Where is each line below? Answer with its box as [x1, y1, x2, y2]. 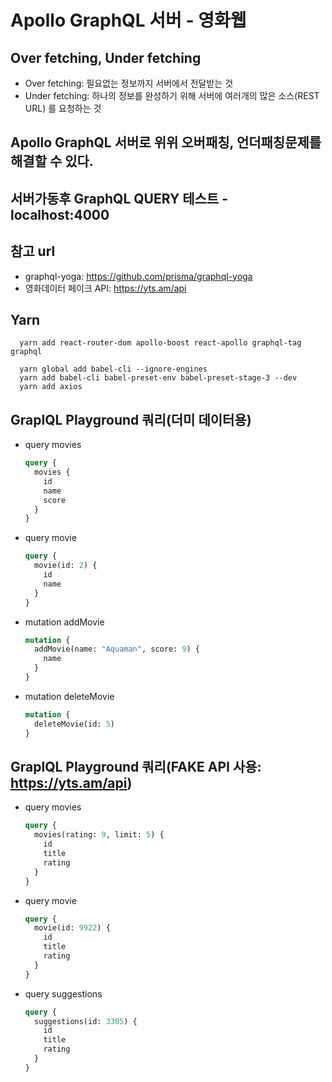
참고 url [10, 243, 56, 260]
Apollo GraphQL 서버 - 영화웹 [10, 9, 247, 32]
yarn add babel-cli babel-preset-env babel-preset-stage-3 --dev [19, 373, 298, 383]
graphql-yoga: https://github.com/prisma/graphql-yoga [24, 270, 253, 282]
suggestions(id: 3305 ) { [34, 1016, 138, 1026]
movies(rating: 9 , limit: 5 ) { [34, 830, 165, 840]
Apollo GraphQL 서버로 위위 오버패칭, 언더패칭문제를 [10, 134, 322, 151]
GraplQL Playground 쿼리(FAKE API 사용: [10, 758, 262, 775]
